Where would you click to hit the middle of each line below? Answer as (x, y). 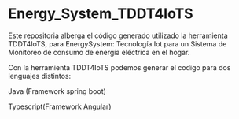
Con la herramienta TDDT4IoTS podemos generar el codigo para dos (119, 67)
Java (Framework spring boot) (57, 91)
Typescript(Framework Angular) (60, 106)
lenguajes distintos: (40, 76)
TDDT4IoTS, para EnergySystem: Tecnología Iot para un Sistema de (118, 43)
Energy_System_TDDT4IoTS (101, 14)
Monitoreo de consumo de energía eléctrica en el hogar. (99, 52)
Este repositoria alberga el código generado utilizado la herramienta (118, 35)
